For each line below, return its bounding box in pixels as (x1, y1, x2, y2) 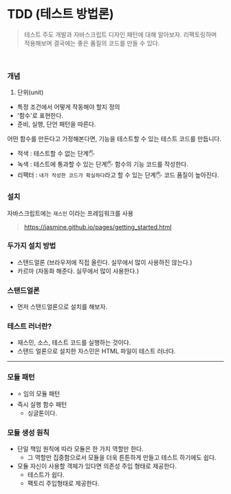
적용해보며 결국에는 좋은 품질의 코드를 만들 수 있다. (23, 39, 160, 47)
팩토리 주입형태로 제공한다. (27, 480, 100, 488)
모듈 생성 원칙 (7, 428, 50, 438)
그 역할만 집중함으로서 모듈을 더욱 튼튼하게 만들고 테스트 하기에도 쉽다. (27, 453, 217, 462)
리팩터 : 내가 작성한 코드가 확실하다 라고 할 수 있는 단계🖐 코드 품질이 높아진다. (16, 171, 219, 179)
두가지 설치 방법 (7, 241, 56, 251)
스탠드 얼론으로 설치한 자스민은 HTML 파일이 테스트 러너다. (16, 347, 176, 356)
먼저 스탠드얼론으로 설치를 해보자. (16, 302, 108, 311)
